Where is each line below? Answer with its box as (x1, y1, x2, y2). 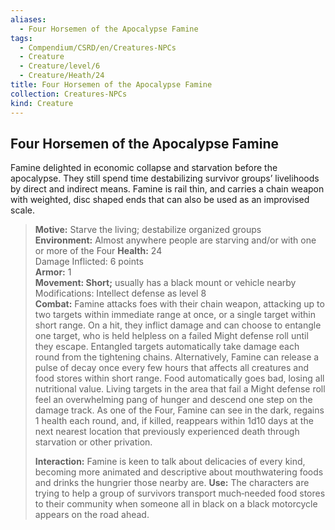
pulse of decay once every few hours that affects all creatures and (34, 362, 310, 374)
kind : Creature (10, 98, 74, 108)
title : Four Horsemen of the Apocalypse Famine (10, 80, 213, 90)
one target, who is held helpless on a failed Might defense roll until (34, 330, 309, 342)
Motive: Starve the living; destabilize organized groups (34, 224, 262, 236)
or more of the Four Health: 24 (34, 245, 163, 257)
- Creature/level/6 (19, 61, 101, 71)
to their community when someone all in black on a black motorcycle (34, 498, 318, 510)
